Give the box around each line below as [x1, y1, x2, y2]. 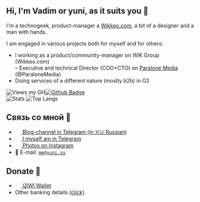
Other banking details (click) [14, 189, 85, 196]
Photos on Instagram [22, 141, 74, 149]
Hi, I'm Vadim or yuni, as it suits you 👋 [6, 6, 149, 16]
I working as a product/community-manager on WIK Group [14, 52, 159, 59]
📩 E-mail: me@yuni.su [14, 149, 66, 156]
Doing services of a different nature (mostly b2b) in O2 [14, 77, 150, 84]
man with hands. [6, 28, 47, 35]
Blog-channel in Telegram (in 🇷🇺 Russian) [22, 128, 127, 135]
